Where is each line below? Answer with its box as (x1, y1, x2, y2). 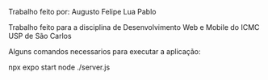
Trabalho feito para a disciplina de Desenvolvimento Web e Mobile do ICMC (8, 23, 260, 32)
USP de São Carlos (8, 32, 72, 40)
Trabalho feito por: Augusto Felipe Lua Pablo (8, 7, 157, 16)
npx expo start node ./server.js (8, 62, 111, 72)
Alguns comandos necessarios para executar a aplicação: (8, 47, 201, 56)
